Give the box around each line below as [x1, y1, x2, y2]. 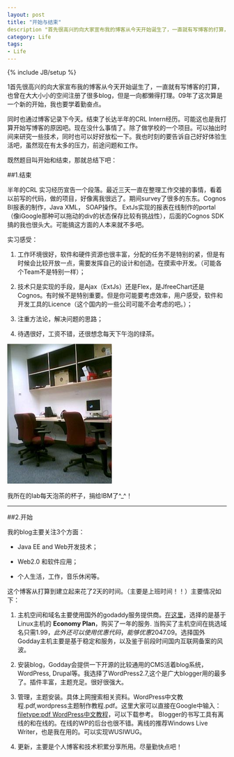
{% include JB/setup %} [7, 68, 77, 76]
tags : [7, 41, 23, 48]
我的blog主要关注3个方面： [7, 528, 85, 536]
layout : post [7, 11, 45, 18]
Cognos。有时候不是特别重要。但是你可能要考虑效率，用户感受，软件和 [17, 291, 224, 300]
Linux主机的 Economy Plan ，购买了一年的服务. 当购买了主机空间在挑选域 [17, 619, 227, 628]
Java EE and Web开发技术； [17, 543, 99, 551]
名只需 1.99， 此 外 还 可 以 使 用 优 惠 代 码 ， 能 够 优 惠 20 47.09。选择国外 [17, 629, 205, 636]
